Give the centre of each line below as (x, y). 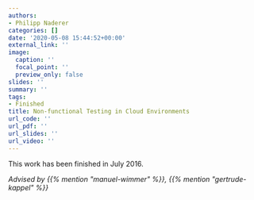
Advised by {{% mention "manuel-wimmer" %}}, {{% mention (109, 179)
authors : (23, 15)
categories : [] (33, 30)
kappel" (21, 187)
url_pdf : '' (28, 126)
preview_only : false (49, 75)
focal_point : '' (42, 67)
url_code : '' (30, 119)
